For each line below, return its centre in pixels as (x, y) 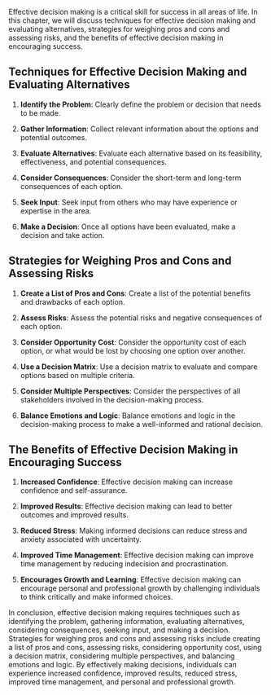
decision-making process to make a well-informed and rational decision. (141, 424)
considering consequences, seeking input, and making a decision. (119, 630)
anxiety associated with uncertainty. (81, 539)
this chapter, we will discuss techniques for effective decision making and (132, 20)
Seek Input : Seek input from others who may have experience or (129, 202)
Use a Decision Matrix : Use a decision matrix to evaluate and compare (139, 367)
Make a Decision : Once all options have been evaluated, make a (128, 227)
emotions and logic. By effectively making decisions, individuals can (123, 665)
